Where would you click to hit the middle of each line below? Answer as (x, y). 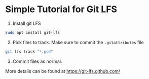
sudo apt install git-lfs (32, 32)
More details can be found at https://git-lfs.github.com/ (63, 71)
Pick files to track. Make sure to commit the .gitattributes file (78, 42)
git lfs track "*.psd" (29, 52)
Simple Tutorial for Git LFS (61, 9)
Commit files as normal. (37, 61)
